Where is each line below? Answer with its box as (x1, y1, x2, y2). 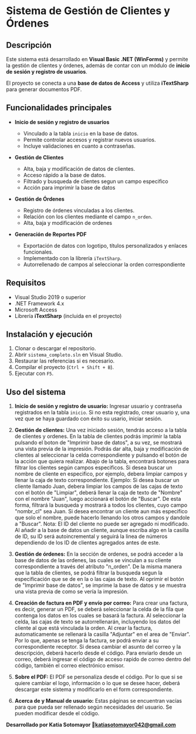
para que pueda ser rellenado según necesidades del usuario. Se (14, 703, 173, 710)
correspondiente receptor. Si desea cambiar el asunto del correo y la (14, 643, 181, 650)
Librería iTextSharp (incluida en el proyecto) (14, 312, 122, 319)
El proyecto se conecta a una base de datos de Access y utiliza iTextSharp (6, 79, 189, 87)
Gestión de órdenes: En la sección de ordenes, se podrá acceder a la (14, 550, 184, 557)
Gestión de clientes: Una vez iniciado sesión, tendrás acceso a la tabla (14, 427, 187, 434)
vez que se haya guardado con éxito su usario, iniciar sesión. (14, 415, 163, 422)
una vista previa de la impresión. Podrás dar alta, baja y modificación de (14, 446, 189, 453)
